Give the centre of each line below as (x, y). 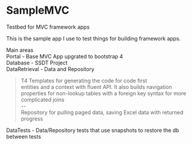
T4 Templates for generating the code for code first (84, 81)
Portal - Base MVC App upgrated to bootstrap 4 (65, 56)
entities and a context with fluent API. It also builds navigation (96, 87)
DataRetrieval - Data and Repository (50, 69)
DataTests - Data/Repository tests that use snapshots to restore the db (93, 130)
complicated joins (42, 100)
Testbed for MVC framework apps (48, 27)
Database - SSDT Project (37, 63)
